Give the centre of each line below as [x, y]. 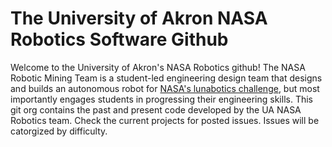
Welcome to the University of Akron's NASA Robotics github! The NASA [158, 67]
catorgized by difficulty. [59, 131]
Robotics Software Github [119, 39]
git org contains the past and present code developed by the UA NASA [156, 109]
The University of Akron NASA [139, 18]
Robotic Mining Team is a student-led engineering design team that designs [166, 78]
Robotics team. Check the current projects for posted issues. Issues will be [165, 120]
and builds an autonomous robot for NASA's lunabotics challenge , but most [165, 88]
